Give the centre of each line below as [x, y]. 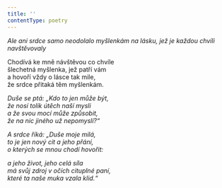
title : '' [22, 14]
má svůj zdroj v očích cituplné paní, [59, 170]
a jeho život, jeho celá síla [45, 163]
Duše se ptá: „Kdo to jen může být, [58, 98]
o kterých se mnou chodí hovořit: [55, 149]
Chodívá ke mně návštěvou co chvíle [61, 61]
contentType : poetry [38, 20]
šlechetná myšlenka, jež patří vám [57, 69]
